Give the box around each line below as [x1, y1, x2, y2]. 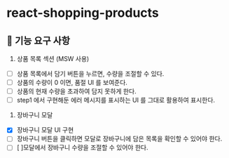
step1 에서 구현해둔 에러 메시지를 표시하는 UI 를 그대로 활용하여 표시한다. [16, 96, 215, 105]
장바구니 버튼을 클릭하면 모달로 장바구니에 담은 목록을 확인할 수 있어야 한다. [16, 135, 223, 143]
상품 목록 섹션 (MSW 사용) [16, 55, 90, 62]
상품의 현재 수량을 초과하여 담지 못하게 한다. [16, 87, 137, 96]
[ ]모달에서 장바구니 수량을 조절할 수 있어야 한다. [16, 143, 148, 152]
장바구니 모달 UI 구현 [16, 126, 74, 134]
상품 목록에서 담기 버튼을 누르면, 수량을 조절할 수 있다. [16, 70, 165, 78]
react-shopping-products [6, 5, 159, 21]
